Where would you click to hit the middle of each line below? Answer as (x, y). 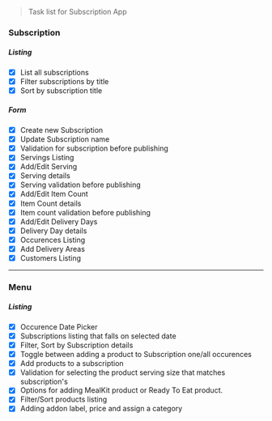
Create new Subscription (62, 130)
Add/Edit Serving (49, 167)
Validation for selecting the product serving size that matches (123, 372)
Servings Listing (47, 158)
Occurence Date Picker (59, 326)
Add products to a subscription (72, 364)
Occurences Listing (53, 240)
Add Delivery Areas (52, 249)
